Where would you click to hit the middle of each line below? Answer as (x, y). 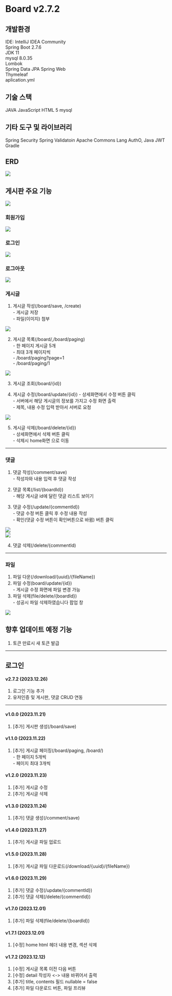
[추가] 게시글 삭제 (30, 794)
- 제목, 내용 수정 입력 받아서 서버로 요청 (52, 407)
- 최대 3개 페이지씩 (31, 352)
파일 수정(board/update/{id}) (42, 583)
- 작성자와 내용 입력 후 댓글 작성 (45, 479)
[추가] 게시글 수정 (30, 787)
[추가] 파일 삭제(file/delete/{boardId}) (51, 921)
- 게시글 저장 (25, 312)
